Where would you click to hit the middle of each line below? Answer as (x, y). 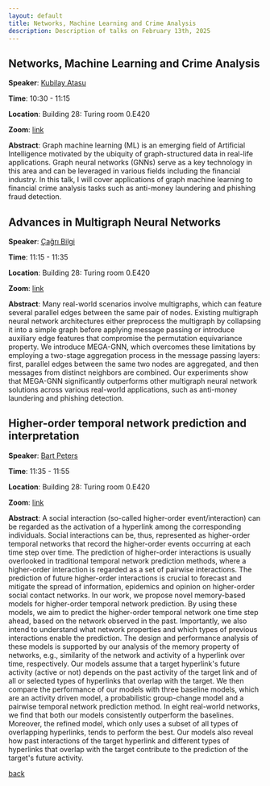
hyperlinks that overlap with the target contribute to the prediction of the (129, 749)
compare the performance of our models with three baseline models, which (134, 689)
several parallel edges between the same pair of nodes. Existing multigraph (133, 312)
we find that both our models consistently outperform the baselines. (121, 715)
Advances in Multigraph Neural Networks (115, 222)
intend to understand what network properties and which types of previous (133, 629)
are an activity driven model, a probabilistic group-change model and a (126, 697)
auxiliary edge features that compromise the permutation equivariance (125, 338)
